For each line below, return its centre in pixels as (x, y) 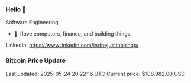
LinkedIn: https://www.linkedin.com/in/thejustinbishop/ (72, 45)
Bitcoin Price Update (35, 60)
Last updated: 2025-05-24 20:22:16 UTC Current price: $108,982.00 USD (96, 74)
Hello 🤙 (16, 9)
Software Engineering (32, 23)
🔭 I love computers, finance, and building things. (73, 34)
